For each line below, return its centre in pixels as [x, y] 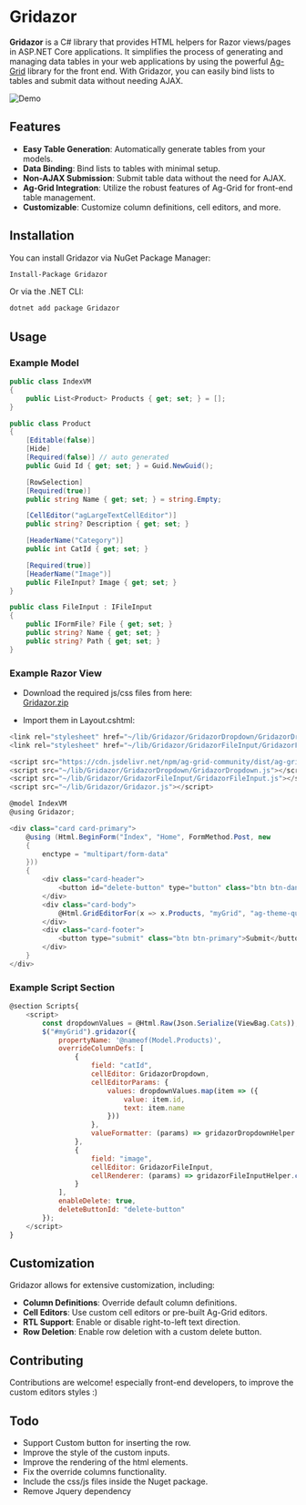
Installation [42, 235]
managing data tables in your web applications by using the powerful [139, 61]
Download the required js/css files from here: [107, 692]
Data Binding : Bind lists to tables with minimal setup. [122, 168]
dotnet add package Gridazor [65, 308]
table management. [59, 197]
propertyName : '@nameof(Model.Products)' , [140, 1040]
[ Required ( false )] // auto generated [97, 457]
